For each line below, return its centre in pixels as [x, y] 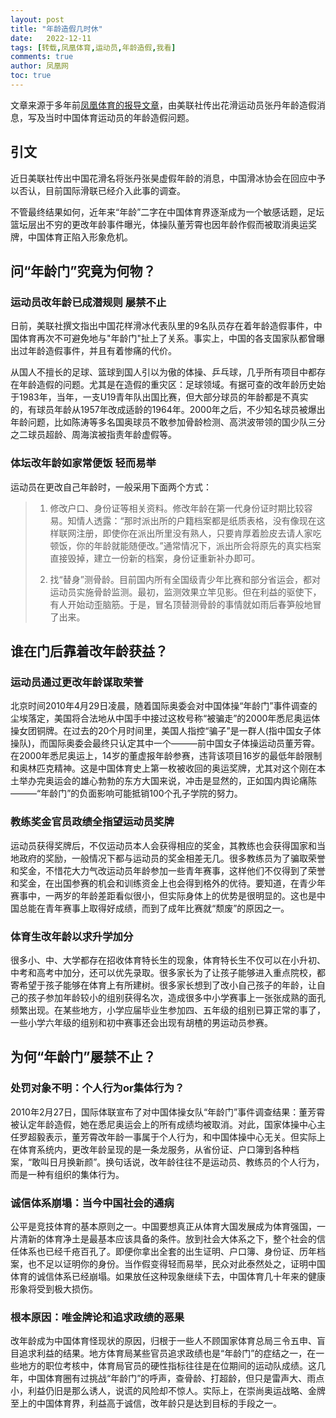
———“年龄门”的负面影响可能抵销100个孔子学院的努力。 [126, 793]
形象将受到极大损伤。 [54, 1288]
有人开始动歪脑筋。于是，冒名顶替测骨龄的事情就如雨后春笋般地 [181, 604]
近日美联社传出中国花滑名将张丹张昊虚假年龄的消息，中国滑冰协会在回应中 [163, 178]
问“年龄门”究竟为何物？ [83, 271]
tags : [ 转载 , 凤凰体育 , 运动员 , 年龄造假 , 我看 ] [93, 47]
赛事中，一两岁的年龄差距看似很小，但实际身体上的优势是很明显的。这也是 [163, 895]
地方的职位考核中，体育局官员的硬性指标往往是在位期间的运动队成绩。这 [167, 1366]
